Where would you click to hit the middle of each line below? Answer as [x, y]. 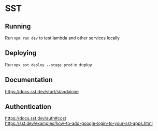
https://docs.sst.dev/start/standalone [42, 91]
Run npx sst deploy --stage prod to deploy [49, 65]
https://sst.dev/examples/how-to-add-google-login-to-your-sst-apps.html [79, 123]
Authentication [28, 107]
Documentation [29, 80]
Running [18, 26]
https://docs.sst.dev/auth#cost [36, 118]
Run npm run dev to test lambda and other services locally [62, 38]
